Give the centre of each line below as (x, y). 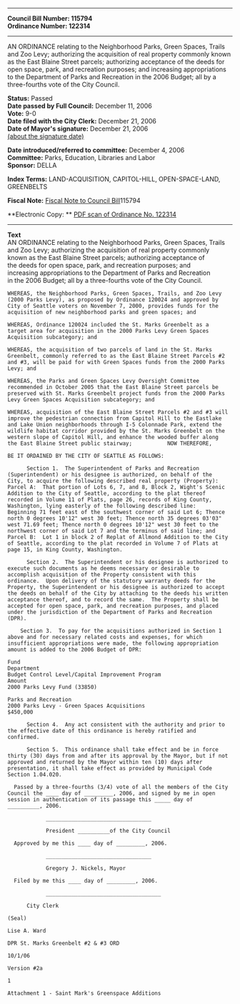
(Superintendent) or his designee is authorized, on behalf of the (110, 475)
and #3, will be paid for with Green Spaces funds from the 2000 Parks (116, 362)
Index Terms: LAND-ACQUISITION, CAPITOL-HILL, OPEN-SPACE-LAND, (114, 179)
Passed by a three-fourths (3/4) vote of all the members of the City (121, 787)
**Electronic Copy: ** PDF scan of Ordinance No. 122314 (92, 214)
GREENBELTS (27, 187)
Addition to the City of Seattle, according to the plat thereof (106, 493)
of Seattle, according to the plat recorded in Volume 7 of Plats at (113, 543)
